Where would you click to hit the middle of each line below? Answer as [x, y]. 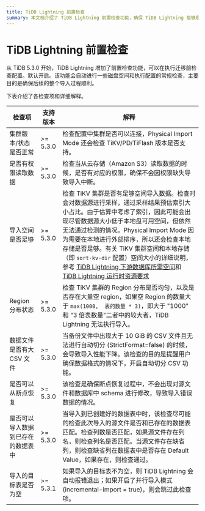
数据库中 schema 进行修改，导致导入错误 [134, 394]
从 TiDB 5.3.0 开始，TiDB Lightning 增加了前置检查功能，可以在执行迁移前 [99, 68]
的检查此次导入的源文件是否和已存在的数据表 [127, 423]
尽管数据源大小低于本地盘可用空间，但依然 [130, 221]
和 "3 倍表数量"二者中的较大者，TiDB [116, 315]
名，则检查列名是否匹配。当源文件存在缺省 [124, 441]
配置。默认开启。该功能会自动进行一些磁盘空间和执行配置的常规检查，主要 [105, 76]
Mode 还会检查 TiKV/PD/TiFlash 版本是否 [121, 143]
